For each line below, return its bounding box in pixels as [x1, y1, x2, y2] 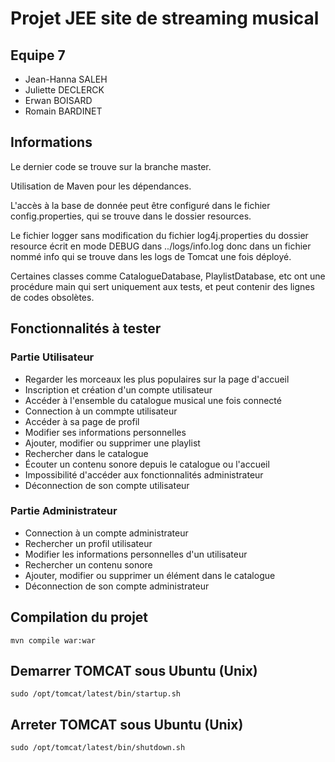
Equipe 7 [10, 47, 66, 64]
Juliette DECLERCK [24, 84, 105, 96]
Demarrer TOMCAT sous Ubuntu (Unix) [10, 663, 258, 679]
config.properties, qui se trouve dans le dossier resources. [10, 210, 252, 222]
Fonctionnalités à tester [10, 320, 162, 337]
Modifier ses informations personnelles [24, 426, 187, 438]
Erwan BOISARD [24, 95, 93, 106]
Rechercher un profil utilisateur [24, 537, 153, 549]
